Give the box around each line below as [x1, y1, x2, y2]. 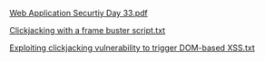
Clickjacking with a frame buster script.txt [9, 25, 166, 35]
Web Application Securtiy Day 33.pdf [9, 8, 148, 18]
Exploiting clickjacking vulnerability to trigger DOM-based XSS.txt [9, 42, 256, 53]
